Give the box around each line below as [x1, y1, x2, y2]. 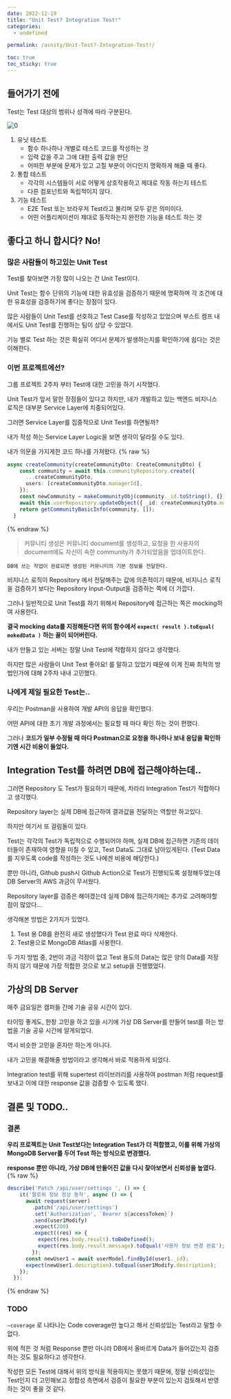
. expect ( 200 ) [32, 1223, 69, 1230]
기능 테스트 [16, 196, 47, 204]
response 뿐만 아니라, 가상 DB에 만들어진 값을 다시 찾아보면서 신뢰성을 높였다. [7, 1164, 217, 1172]
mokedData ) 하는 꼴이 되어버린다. [7, 631, 98, 639]
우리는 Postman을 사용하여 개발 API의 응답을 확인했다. [7, 704, 153, 713]
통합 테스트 [16, 170, 47, 178]
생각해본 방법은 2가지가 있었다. [7, 915, 90, 923]
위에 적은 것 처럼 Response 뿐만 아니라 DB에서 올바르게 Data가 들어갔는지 [7, 1344, 207, 1352]
